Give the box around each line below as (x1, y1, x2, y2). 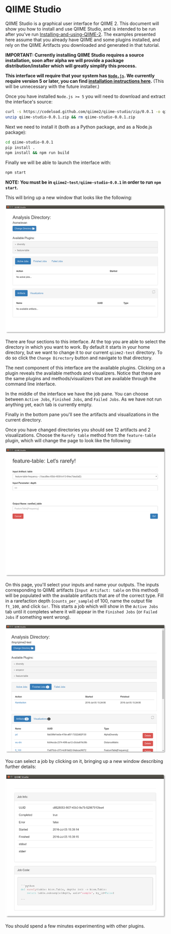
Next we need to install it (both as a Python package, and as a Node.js (5, 124, 153, 130)
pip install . (5, 145, 36, 150)
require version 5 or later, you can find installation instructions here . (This (5, 78, 164, 84)
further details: (5, 763, 37, 770)
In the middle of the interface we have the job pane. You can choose (5, 391, 149, 397)
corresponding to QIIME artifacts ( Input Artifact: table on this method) (5, 587, 159, 593)
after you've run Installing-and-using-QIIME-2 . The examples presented (5, 31, 156, 37)
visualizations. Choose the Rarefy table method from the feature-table (5, 432, 156, 438)
